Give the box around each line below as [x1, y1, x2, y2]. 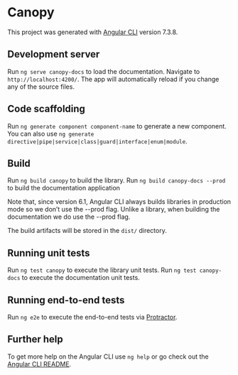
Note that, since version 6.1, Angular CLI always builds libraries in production [7, 197, 232, 206]
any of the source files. [7, 82, 75, 91]
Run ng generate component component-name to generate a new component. [7, 121, 227, 130]
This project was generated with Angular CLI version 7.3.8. [7, 28, 178, 36]
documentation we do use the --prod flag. [7, 212, 131, 221]
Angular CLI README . [7, 359, 72, 368]
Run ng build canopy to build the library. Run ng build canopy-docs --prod [7, 176, 226, 185]
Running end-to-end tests [7, 294, 125, 306]
